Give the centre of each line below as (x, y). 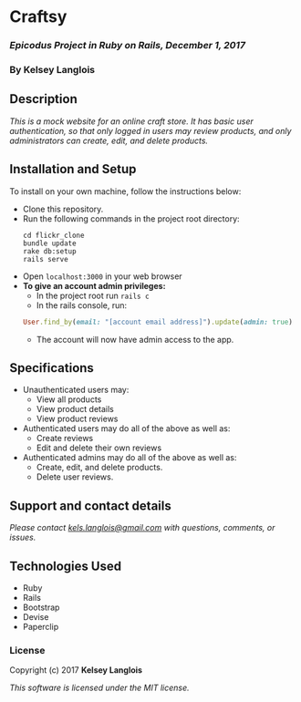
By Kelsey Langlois (52, 70)
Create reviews (65, 439)
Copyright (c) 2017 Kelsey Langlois (76, 670)
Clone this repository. (63, 209)
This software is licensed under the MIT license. (99, 688)
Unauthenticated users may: (76, 390)
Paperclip (41, 626)
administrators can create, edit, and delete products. (109, 140)
